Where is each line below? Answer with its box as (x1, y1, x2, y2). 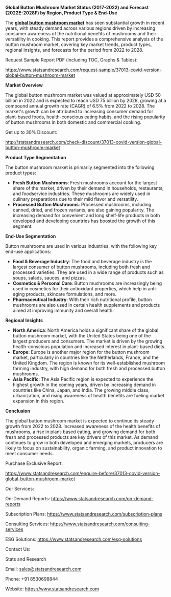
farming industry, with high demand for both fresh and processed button (12, 366, 165, 371)
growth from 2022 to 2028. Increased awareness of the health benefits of (5, 423, 161, 429)
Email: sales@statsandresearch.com (5, 566, 82, 572)
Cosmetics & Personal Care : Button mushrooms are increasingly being (12, 280, 162, 286)
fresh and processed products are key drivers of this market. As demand (5, 434, 158, 440)
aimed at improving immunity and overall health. (12, 307, 114, 313)
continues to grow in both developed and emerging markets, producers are (5, 440, 163, 445)
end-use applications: (5, 248, 52, 254)
